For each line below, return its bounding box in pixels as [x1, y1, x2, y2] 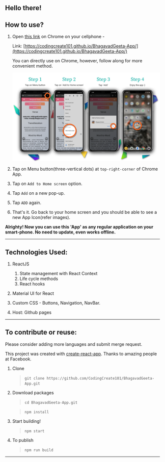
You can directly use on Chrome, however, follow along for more [12, 58, 142, 64]
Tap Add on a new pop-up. [12, 190, 65, 196]
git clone [24, 376, 45, 381]
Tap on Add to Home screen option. [12, 181, 82, 187]
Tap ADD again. [12, 200, 42, 205]
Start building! [12, 418, 41, 424]
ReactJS [12, 261, 29, 267]
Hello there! [5, 4, 42, 12]
